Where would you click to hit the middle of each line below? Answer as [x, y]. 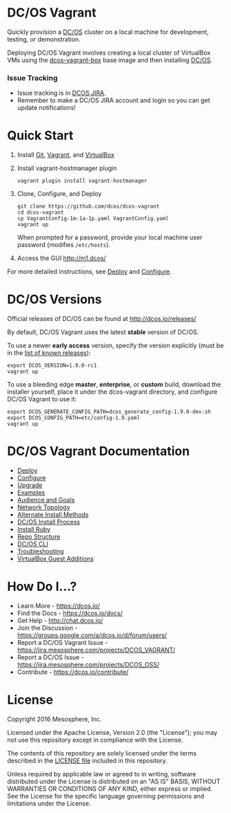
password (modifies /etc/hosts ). [63, 245]
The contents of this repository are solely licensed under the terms [102, 753]
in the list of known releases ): [49, 353]
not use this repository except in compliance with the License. [95, 740]
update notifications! [46, 108]
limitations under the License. [49, 803]
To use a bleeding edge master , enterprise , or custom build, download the [114, 385]
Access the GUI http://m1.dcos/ [61, 258]
